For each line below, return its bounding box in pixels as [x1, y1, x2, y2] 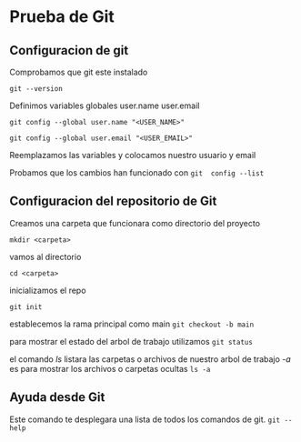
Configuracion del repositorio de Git [9, 194, 217, 209]
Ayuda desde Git [9, 389, 105, 406]
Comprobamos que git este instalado [9, 66, 148, 77]
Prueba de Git [9, 6, 115, 27]
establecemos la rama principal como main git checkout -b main [9, 318, 255, 329]
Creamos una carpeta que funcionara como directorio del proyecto [9, 217, 261, 228]
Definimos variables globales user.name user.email [9, 100, 200, 111]
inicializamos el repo [9, 285, 86, 296]
